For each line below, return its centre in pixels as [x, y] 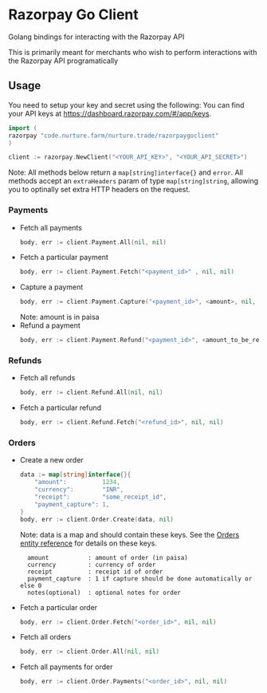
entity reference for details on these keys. [88, 543]
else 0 [31, 585]
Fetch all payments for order [66, 667]
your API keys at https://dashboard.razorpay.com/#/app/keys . [110, 113]
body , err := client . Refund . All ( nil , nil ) [91, 392]
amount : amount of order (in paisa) [108, 557]
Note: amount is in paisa [59, 317]
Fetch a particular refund [61, 408]
